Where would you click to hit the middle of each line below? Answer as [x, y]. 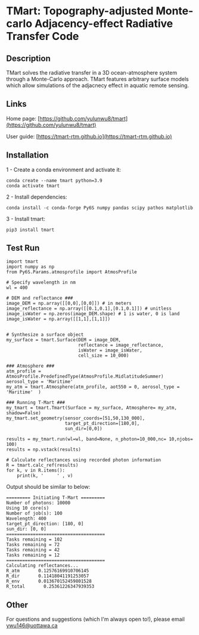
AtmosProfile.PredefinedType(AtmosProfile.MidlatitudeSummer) [85, 377]
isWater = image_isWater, [111, 350]
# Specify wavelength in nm [41, 283]
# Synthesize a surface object [45, 335]
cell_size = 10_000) [104, 356]
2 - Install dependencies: [37, 197]
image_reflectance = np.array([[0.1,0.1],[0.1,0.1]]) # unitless [89, 309]
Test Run [23, 248]
